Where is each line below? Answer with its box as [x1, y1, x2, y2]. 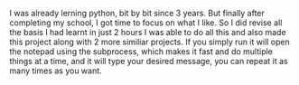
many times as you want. [9, 65, 102, 76]
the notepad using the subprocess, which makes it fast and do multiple [9, 46, 274, 57]
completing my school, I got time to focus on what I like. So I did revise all [9, 17, 283, 28]
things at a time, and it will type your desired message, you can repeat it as [9, 56, 288, 66]
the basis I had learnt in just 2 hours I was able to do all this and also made [9, 27, 286, 37]
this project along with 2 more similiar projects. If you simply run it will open [9, 36, 291, 47]
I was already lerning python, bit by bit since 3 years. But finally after [9, 8, 265, 18]
